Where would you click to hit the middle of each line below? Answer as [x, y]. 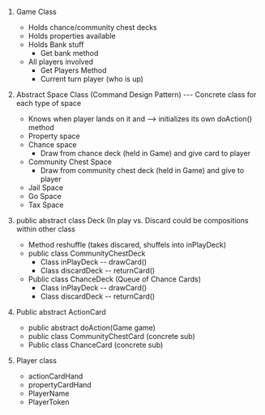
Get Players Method [73, 70]
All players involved [61, 61]
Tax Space [46, 205]
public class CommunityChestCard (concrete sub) [112, 336]
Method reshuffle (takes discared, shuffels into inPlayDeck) [127, 245]
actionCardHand [56, 376]
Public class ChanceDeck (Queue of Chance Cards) [114, 279]
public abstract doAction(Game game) [92, 328]
